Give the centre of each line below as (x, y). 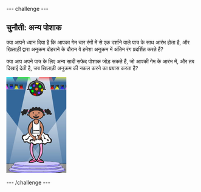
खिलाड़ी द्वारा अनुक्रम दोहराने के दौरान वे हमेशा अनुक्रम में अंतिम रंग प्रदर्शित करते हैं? (85, 49)
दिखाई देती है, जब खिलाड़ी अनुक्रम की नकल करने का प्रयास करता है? (72, 68)
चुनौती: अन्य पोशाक (34, 28)
